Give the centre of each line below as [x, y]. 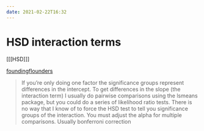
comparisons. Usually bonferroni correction [76, 121]
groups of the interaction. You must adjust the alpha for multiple [101, 115]
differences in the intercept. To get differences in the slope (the [101, 89]
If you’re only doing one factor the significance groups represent [103, 82]
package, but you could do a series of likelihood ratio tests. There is [107, 102]
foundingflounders [30, 71]
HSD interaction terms [64, 42]
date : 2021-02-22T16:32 [37, 12]
